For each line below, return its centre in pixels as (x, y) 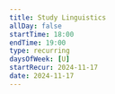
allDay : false (36, 26)
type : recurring (40, 51)
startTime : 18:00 (42, 34)
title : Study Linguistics (57, 17)
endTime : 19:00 (38, 43)
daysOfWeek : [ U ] (40, 59)
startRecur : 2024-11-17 (54, 68)
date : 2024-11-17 (42, 76)
